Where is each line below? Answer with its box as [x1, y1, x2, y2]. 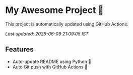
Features [5, 45, 34, 54]
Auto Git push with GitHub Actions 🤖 [12, 63, 88, 69]
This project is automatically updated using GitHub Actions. [5, 21, 128, 27]
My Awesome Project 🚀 [5, 4, 104, 16]
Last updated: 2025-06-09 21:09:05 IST [5, 30, 89, 36]
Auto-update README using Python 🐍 [12, 58, 92, 64]
